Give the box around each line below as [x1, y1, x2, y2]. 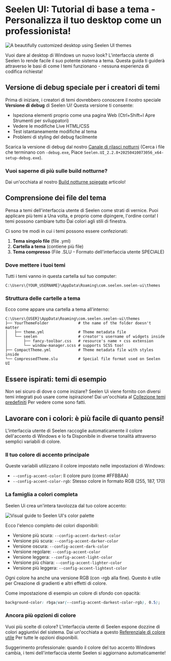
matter [5, 325, 19, 330]
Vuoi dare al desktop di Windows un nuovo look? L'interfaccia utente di [5, 52, 154, 58]
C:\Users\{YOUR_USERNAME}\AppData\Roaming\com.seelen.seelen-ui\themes [5, 283, 160, 288]
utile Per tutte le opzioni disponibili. [5, 634, 79, 641]
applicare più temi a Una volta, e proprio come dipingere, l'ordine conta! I [5, 213, 159, 219]
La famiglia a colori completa [5, 491, 78, 498]
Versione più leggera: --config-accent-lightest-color [12, 564, 127, 571]
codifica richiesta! [5, 68, 43, 75]
